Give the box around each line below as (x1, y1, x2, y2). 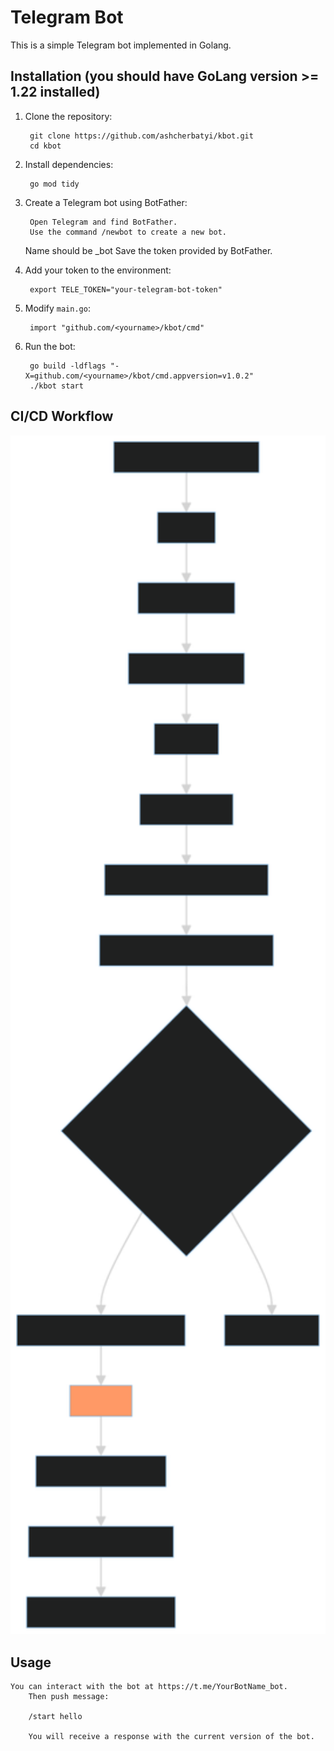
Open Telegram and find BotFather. (29, 217, 178, 227)
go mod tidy (29, 179, 80, 189)
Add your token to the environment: (24, 264, 172, 276)
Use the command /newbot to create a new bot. (29, 227, 227, 237)
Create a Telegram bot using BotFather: (24, 196, 188, 208)
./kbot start (29, 381, 84, 391)
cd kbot (29, 141, 62, 151)
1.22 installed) (10, 84, 101, 101)
